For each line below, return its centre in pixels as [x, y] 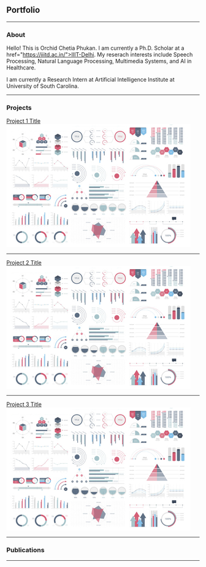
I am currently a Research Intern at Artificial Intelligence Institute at [90, 80]
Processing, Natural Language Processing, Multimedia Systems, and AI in [99, 61]
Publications [25, 550]
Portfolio [23, 10]
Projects [19, 108]
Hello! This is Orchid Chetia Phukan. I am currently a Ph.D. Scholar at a [95, 48]
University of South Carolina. [43, 86]
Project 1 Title [24, 121]
